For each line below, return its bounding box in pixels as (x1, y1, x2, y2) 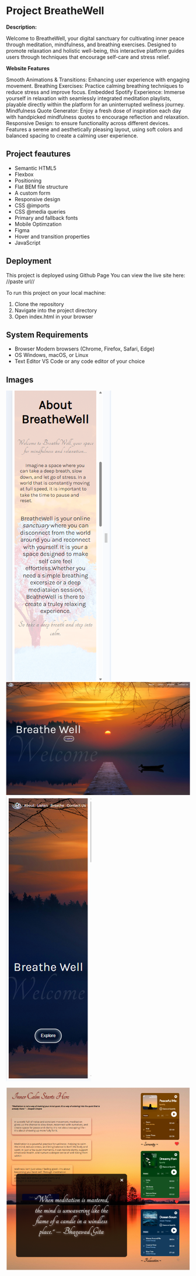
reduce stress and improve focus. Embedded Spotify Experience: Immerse (6, 88, 185, 95)
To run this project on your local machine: (6, 289, 106, 296)
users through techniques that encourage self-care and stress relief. (6, 53, 170, 60)
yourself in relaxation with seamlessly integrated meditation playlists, (6, 95, 171, 102)
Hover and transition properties (14, 233, 90, 240)
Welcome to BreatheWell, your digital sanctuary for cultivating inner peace (6, 35, 185, 42)
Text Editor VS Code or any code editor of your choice (14, 358, 145, 365)
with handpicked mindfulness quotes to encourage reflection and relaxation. (6, 113, 190, 121)
